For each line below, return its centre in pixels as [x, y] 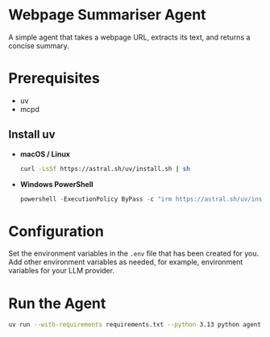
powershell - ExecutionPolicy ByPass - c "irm [96, 199]
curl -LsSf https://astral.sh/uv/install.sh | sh [105, 168]
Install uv [32, 135]
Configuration [56, 231]
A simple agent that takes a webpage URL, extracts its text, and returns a [129, 37]
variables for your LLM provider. [62, 271]
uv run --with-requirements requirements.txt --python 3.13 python [124, 325]
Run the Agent [57, 303]
